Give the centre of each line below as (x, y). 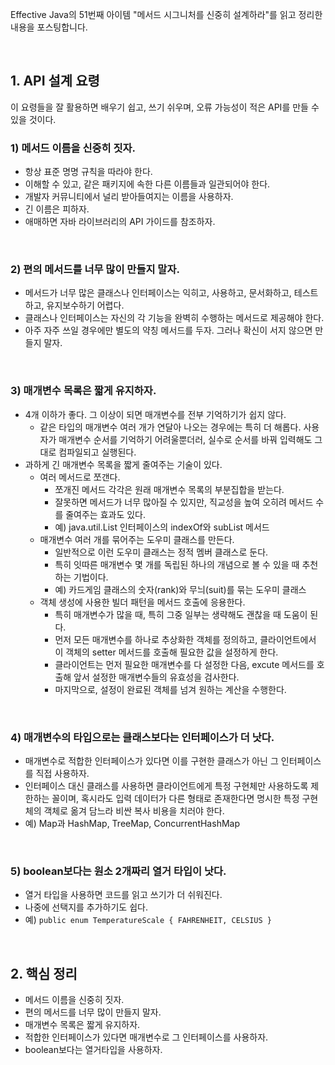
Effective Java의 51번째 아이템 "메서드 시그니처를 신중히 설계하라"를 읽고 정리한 (166, 14)
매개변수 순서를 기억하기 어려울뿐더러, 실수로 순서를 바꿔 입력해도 (185, 439)
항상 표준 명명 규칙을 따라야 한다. (88, 172)
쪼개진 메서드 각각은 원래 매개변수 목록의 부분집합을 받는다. (169, 489)
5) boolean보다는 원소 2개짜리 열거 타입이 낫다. (118, 871)
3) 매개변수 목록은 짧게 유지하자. (83, 391)
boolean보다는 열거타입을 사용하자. (93, 1050)
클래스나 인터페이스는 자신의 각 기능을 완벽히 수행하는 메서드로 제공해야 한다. (174, 318)
